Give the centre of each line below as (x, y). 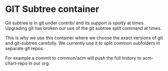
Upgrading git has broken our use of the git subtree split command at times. (83, 28)
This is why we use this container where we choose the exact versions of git (84, 38)
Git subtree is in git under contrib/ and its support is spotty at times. (75, 23)
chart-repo (16, 63)
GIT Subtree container (52, 9)
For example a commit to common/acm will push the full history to (73, 58)
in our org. (39, 63)
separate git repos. (25, 48)
